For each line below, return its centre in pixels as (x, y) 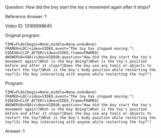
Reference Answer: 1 (26, 16)
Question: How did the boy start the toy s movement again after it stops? (78, 7)
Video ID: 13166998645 (29, 26)
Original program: (23, 35)
